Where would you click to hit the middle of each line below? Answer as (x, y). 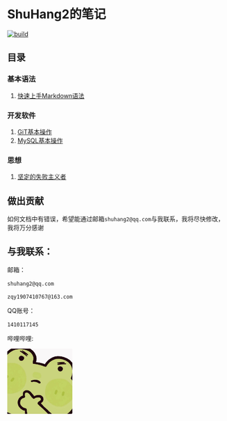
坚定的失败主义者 (42, 177)
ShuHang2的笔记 (57, 14)
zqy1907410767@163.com (40, 296)
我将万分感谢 (25, 228)
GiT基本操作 (34, 132)
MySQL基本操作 (40, 141)
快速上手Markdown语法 (51, 95)
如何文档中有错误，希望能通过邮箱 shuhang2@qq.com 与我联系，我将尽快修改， (116, 219)
